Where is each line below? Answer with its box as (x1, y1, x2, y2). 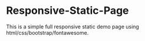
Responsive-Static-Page (6, 4, 129, 17)
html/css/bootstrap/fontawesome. (6, 29, 89, 36)
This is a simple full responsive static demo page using (6, 23, 140, 30)
